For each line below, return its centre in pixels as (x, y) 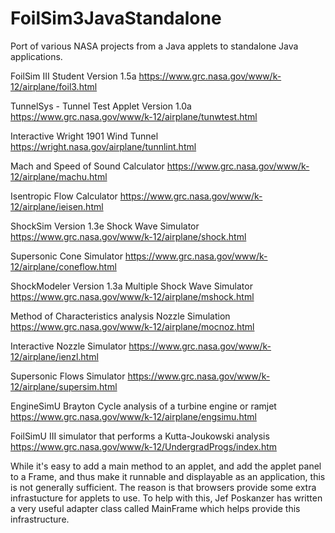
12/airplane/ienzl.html (54, 356)
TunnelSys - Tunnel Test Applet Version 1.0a (101, 106)
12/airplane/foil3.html (54, 86)
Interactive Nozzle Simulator (68, 346)
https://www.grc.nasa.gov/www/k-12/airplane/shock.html (128, 236)
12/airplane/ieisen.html (57, 206)
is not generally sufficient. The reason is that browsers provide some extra (163, 487)
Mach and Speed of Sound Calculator (87, 166)
